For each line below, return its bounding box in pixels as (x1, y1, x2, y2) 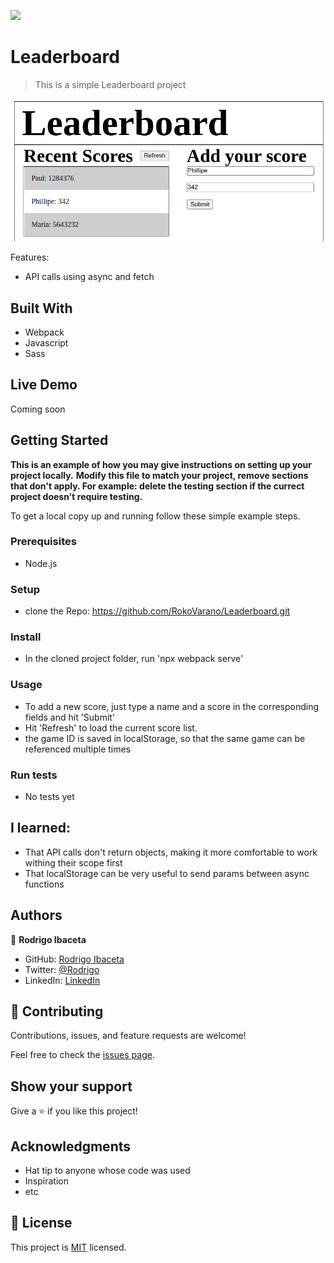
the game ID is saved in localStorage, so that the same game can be (24, 732, 306, 744)
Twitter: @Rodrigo (24, 963, 100, 975)
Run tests (10, 768, 58, 782)
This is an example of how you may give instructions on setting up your (10, 458, 313, 470)
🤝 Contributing (10, 1003, 104, 1020)
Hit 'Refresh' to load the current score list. (24, 721, 198, 734)
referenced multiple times (24, 743, 132, 755)
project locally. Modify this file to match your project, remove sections (10, 469, 309, 481)
